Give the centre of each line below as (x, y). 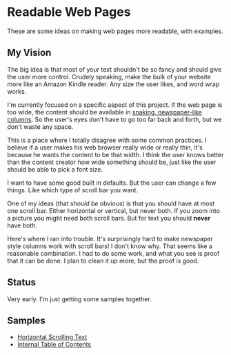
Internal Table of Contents (54, 345)
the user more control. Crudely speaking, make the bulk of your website (109, 77)
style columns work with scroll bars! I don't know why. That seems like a (110, 246)
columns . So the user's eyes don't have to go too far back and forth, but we (114, 119)
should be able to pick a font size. (55, 169)
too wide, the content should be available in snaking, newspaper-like (104, 112)
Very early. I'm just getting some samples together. (79, 299)
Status (22, 282)
